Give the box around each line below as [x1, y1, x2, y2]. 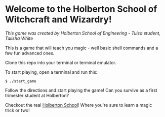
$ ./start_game [5, 79, 37, 84]
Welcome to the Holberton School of [5, 3, 157, 15]
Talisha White [5, 35, 33, 41]
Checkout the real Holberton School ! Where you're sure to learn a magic [5, 102, 152, 108]
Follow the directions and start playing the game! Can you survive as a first [5, 87, 157, 93]
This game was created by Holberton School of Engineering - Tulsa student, [5, 30, 161, 36]
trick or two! [5, 107, 30, 113]
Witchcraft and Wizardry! [5, 14, 112, 25]
